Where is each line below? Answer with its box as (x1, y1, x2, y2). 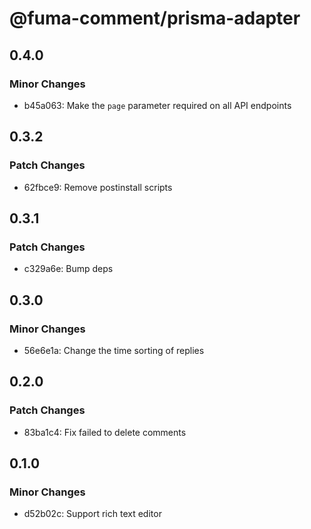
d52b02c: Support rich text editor (23, 508, 162, 520)
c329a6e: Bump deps (23, 263, 114, 275)
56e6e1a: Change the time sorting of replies (23, 344, 205, 356)
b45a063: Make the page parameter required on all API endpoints (23, 99, 292, 111)
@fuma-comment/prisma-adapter (9, 7, 301, 30)
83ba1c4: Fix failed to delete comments (23, 426, 187, 438)
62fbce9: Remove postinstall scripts (23, 181, 173, 193)
